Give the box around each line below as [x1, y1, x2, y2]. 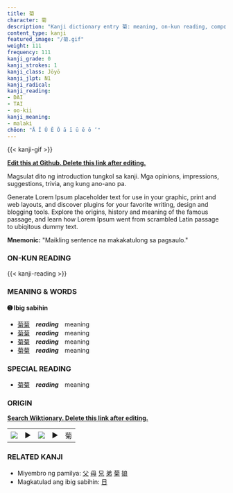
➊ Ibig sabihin [7, 303, 49, 312]
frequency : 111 [7, 49, 51, 56]
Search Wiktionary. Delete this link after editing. [7, 414, 148, 422]
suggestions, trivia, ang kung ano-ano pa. [7, 180, 127, 188]
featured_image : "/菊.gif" [7, 36, 85, 43]
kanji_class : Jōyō [7, 68, 60, 75]
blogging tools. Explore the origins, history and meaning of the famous [7, 208, 209, 216]
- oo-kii [7, 107, 33, 114]
